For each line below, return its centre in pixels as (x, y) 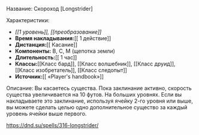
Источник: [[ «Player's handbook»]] (59, 76)
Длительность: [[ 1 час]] (46, 57)
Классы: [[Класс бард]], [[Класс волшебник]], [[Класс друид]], (95, 64)
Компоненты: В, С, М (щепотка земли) (65, 51)
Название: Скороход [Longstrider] (49, 9)
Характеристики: (28, 20)
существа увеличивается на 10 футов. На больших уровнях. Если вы (94, 94)
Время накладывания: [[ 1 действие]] (63, 38)
